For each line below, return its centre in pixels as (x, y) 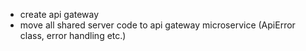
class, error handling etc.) (73, 35)
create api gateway (59, 14)
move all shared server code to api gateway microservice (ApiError (157, 25)
